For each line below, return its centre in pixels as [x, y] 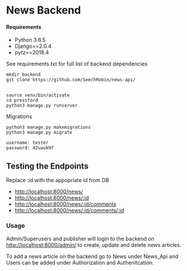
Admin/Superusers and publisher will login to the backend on [80, 239]
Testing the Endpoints [47, 166]
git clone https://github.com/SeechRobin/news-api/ [71, 80]
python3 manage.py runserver [42, 106]
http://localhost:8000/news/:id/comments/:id [69, 210]
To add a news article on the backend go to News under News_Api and [92, 256]
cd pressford [22, 101]
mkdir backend [24, 75]
